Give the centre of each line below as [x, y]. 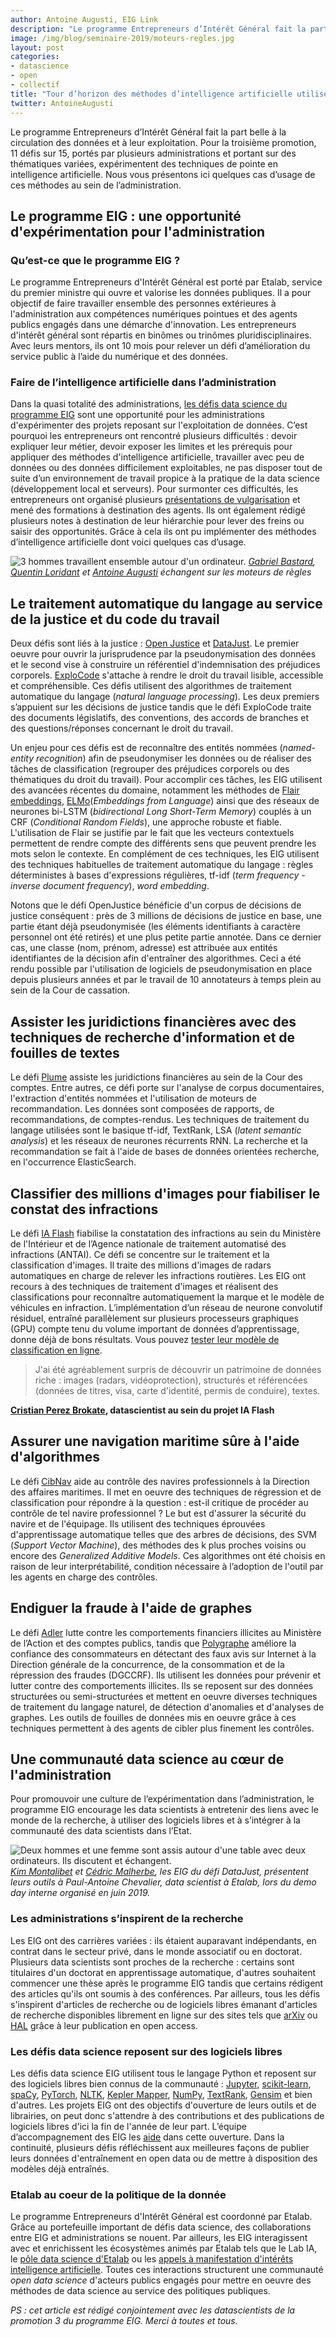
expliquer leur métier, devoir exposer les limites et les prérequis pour [151, 447]
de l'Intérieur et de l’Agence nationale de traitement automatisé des [148, 1243]
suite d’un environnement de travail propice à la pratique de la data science [165, 478]
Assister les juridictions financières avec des [153, 1021]
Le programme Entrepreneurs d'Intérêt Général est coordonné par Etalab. [161, 2217]
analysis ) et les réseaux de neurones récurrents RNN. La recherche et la [159, 1141]
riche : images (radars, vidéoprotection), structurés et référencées [171, 1380]
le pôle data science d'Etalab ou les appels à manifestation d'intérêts [152, 2259]
